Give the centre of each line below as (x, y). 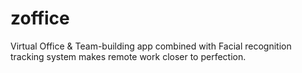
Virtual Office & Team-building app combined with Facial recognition (151, 46)
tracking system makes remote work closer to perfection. (128, 56)
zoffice (40, 18)
